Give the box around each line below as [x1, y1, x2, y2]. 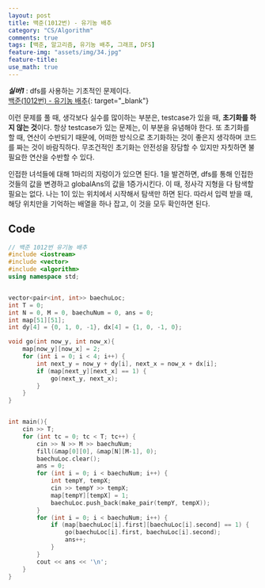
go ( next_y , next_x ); [50, 374, 119, 383]
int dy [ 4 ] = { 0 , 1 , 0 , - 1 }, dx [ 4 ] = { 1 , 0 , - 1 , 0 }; [8, 323, 183, 331]
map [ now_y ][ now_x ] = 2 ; [22, 346, 101, 353]
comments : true [8, 33, 59, 42]
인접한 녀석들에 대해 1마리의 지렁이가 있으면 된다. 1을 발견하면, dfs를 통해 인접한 [8, 169, 254, 178]
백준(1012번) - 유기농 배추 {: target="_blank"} [8, 96, 149, 105]
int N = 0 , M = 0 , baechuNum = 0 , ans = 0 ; [8, 308, 154, 317]
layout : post [8, 11, 51, 20]
